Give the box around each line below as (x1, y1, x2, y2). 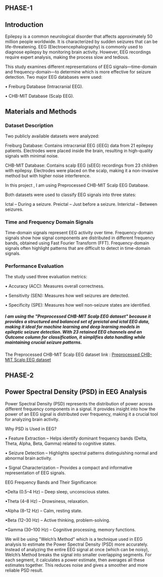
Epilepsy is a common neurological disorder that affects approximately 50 (5, 34, 153, 40)
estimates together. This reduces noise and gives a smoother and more (5, 562, 148, 568)
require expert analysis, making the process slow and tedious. (5, 54, 129, 60)
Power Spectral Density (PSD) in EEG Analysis (5, 388, 147, 396)
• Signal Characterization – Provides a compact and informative (5, 465, 133, 470)
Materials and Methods (5, 107, 77, 115)
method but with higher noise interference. (5, 173, 91, 178)
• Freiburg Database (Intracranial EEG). (5, 84, 84, 89)
